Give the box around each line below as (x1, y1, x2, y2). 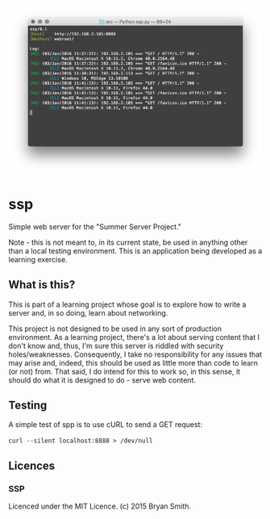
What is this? (8, 278, 76, 292)
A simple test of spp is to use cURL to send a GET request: (8, 420, 203, 429)
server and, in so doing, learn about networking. (8, 308, 168, 317)
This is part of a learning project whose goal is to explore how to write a (8, 299, 247, 309)
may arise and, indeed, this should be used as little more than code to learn (8, 358, 258, 367)
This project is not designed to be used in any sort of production (8, 324, 222, 333)
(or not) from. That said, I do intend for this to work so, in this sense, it (8, 366, 240, 376)
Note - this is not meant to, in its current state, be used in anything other (8, 237, 248, 247)
